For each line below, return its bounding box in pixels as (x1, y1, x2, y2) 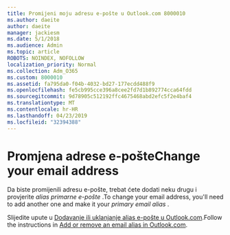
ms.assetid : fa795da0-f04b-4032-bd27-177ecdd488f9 (7, 80, 155, 87)
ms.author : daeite (7, 16, 60, 23)
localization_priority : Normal (7, 61, 97, 68)
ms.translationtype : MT (7, 100, 76, 107)
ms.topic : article (7, 49, 60, 56)
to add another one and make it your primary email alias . (7, 200, 170, 208)
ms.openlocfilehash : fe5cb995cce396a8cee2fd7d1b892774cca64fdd (7, 87, 192, 93)
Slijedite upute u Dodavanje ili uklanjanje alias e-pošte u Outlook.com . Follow (7, 214, 222, 222)
